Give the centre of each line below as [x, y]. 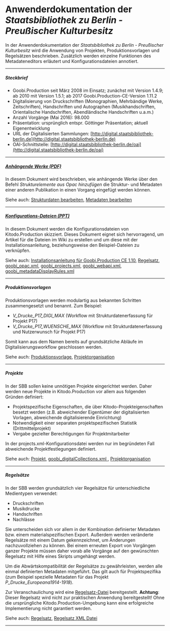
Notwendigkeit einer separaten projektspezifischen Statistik [75, 423]
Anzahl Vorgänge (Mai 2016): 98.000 [51, 117]
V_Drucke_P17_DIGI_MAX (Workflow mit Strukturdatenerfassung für [83, 315]
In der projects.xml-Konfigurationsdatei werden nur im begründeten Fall [80, 444]
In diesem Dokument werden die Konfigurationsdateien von [67, 229]
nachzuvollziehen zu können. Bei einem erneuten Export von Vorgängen [80, 545]
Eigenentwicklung [31, 128]
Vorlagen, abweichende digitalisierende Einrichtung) [67, 417]
